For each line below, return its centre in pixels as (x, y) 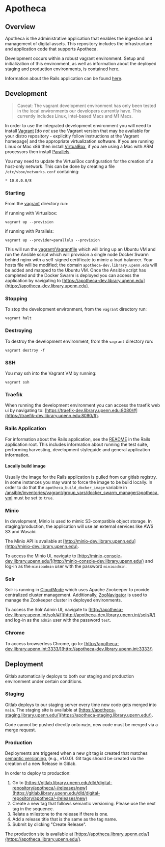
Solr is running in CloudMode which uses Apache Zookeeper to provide (77, 590)
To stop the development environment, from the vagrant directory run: (76, 309)
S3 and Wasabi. (21, 532)
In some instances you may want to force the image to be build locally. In (79, 482)
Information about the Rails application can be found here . (64, 78)
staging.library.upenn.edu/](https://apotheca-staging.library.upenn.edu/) (79, 715)
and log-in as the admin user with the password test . (58, 620)
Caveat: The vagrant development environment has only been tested (86, 106)
